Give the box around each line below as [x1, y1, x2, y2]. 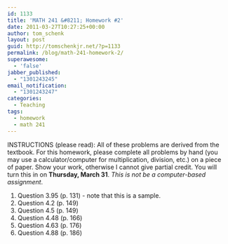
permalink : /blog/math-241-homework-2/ [7, 50, 124, 57]
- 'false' [13, 62, 42, 69]
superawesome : [7, 56, 49, 63]
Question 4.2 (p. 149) [17, 198, 79, 207]
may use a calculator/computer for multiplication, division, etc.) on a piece [7, 155, 222, 163]
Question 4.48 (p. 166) [17, 213, 83, 222]
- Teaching [13, 102, 46, 109]
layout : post [7, 36, 46, 43]
